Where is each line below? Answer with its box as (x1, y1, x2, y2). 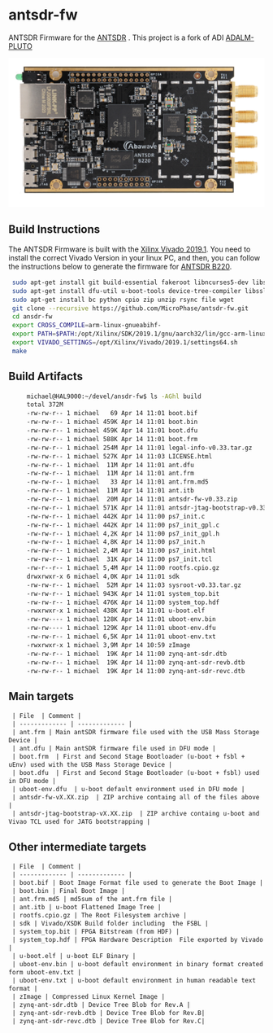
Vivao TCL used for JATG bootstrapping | (8, 818, 151, 826)
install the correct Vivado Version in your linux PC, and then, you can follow (8, 252, 261, 262)
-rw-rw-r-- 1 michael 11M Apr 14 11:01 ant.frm (26, 470, 195, 478)
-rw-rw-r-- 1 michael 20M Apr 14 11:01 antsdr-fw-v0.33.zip (26, 495, 238, 504)
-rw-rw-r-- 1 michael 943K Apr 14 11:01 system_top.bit (26, 589, 220, 597)
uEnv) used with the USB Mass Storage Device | (8, 761, 173, 769)
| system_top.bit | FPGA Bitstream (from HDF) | (11, 928, 180, 936)
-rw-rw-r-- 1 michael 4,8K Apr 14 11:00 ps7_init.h (26, 538, 206, 546)
